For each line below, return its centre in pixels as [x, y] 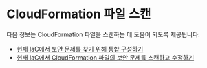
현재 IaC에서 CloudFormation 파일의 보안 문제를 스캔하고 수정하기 [105, 57]
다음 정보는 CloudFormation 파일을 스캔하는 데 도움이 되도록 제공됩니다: [103, 34]
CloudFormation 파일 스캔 [79, 14]
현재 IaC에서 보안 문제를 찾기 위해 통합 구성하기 [80, 49]
